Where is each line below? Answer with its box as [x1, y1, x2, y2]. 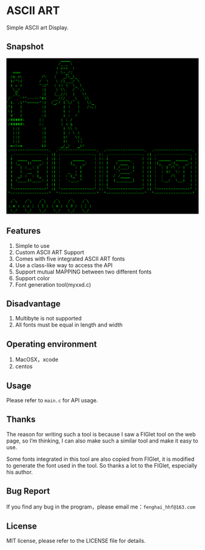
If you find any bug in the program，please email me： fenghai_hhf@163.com [6, 503, 196, 510]
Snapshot [6, 42, 44, 52]
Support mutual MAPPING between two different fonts [15, 268, 152, 275]
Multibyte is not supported [15, 315, 82, 322]
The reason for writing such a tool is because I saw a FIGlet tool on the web [6, 430, 196, 438]
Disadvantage [6, 299, 61, 309]
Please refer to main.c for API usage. [6, 396, 98, 403]
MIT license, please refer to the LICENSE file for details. [6, 537, 146, 545]
